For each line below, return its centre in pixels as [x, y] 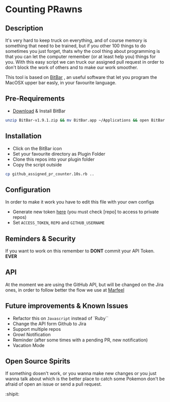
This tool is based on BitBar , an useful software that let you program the [81, 77]
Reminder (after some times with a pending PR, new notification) [80, 340]
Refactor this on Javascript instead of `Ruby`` [61, 318]
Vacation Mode [29, 345]
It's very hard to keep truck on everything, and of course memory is [76, 40]
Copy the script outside [37, 164]
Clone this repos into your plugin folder [54, 159]
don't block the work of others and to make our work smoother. [72, 67]
